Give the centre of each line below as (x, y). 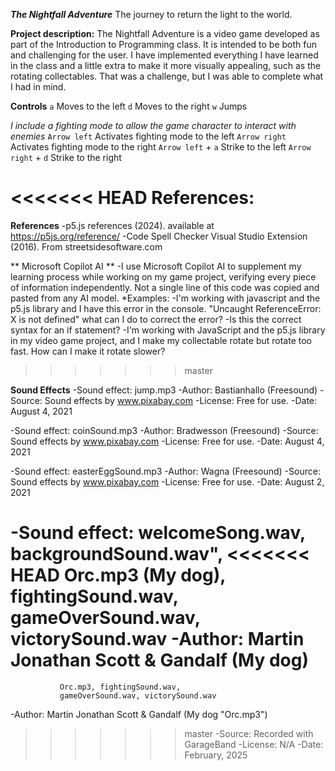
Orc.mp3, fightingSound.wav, (120, 687)
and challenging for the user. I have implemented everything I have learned (164, 55)
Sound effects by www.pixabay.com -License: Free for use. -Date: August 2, (167, 481)
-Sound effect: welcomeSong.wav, (158, 533)
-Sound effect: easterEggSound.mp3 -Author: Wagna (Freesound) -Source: (165, 471)
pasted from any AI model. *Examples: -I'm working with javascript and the (165, 298)
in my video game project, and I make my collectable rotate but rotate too (161, 340)
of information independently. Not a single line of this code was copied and (165, 287)
